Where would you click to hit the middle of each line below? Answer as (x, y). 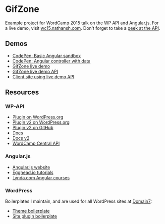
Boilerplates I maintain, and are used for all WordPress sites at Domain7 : (79, 201)
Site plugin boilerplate (34, 216)
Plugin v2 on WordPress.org (41, 122)
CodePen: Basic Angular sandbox (46, 56)
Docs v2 (21, 138)
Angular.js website (31, 167)
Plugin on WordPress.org (38, 117)
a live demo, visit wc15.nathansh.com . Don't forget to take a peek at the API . (82, 28)
